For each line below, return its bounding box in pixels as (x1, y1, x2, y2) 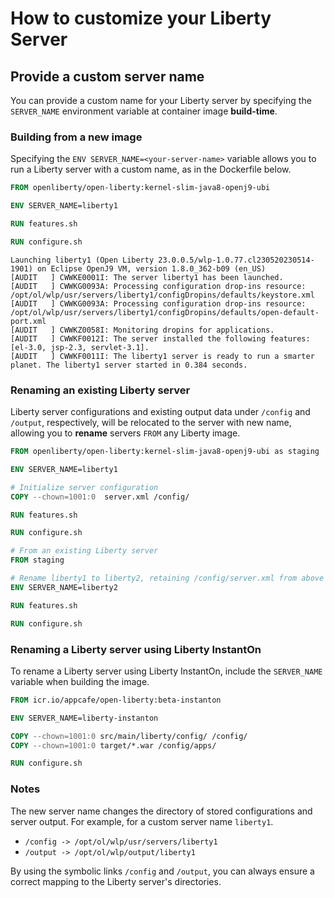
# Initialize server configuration (10, 482, 159, 492)
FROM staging (10, 555, 65, 566)
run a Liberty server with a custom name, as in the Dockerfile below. (10, 163, 292, 176)
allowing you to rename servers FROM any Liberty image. (10, 427, 241, 439)
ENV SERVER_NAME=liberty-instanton (10, 713, 159, 723)
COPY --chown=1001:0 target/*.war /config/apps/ (10, 740, 217, 751)
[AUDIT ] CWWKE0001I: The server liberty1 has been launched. (10, 272, 284, 282)
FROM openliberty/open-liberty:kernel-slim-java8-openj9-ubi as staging (10, 447, 320, 457)
